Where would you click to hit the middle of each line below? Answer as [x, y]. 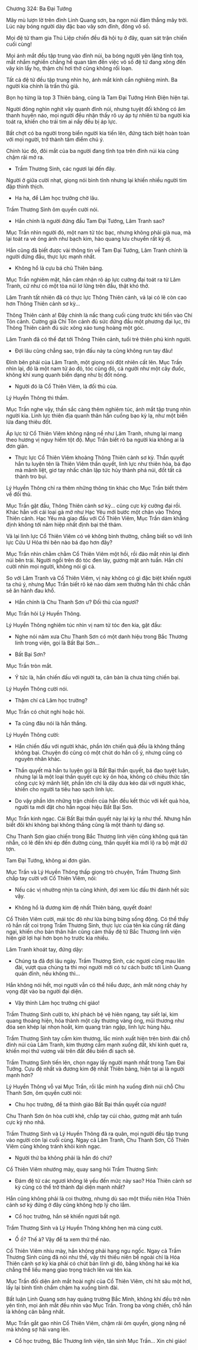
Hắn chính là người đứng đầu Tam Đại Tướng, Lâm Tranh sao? [90, 221]
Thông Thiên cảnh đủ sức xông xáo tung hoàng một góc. [75, 328]
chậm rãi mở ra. [25, 157]
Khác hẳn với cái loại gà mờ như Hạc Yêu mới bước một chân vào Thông [94, 512]
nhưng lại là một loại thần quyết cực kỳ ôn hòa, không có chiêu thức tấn [102, 777]
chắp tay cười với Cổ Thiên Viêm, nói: [52, 878]
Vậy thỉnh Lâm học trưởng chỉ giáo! [57, 1003]
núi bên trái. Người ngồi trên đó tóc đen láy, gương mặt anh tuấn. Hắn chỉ [95, 560]
